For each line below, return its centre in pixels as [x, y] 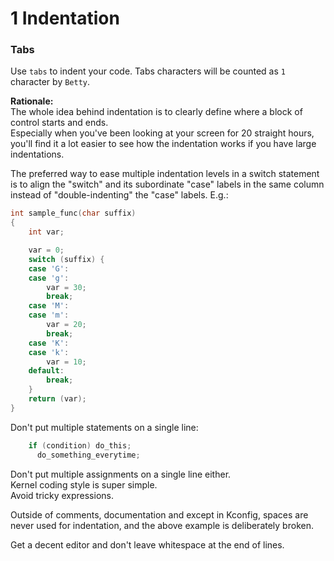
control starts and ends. [59, 123]
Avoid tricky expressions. [62, 495]
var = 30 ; [66, 287]
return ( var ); [57, 399]
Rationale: [32, 101]
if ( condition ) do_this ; [80, 445]
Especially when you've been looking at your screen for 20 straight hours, [162, 133]
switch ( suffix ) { [66, 259]
